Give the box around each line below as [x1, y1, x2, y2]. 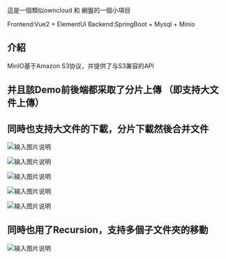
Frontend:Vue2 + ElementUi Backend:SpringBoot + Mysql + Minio [7, 20, 195, 28]
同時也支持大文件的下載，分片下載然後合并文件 [7, 123, 209, 134]
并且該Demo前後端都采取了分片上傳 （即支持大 [7, 84, 210, 96]
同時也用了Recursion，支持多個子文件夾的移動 [7, 224, 209, 236]
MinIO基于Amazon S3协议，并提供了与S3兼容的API [7, 61, 155, 70]
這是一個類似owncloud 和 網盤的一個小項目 [7, 6, 131, 14]
